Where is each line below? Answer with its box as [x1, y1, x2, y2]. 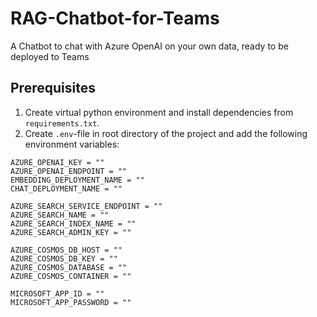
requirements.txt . [24, 117, 100, 129]
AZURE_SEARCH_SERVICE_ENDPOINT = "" [10, 201, 163, 211]
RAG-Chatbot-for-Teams [10, 7, 220, 30]
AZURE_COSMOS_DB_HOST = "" [10, 245, 123, 255]
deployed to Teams [10, 50, 90, 62]
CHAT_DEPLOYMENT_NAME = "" [10, 183, 123, 194]
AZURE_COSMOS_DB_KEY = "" [10, 253, 118, 264]
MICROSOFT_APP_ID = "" [10, 288, 105, 299]
